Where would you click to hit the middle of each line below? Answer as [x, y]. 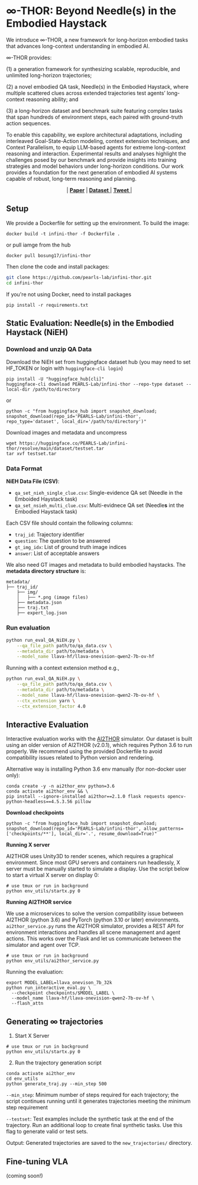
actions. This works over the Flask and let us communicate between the [94, 939]
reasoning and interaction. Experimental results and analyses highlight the [96, 153]
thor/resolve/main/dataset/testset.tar [55, 449]
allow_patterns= [164, 829]
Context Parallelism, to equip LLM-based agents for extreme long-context [96, 147]
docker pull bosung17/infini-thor [49, 255]
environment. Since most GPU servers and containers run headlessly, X [93, 863]
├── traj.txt [33, 608]
